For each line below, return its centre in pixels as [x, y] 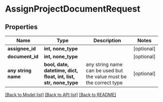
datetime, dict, [61, 70]
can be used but [104, 70]
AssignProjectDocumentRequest [73, 9]
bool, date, [57, 64]
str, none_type [61, 83]
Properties [21, 27]
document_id [23, 57]
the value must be [106, 76]
